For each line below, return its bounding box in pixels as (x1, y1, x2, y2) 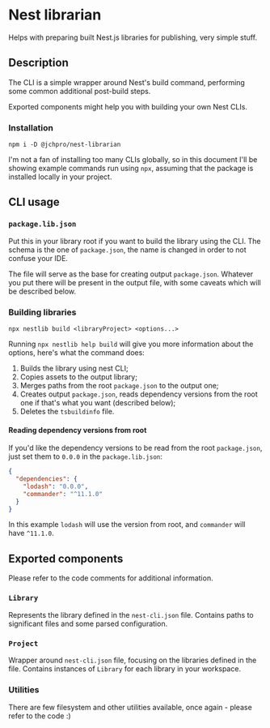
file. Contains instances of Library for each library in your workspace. (8, 663, 241, 674)
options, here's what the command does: (8, 348, 146, 358)
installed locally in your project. (8, 172, 112, 182)
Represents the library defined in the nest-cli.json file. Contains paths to (8, 610, 254, 619)
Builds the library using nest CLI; (19, 363, 129, 374)
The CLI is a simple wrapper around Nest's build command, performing (8, 77, 245, 87)
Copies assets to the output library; (19, 372, 137, 382)
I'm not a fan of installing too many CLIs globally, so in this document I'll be (8, 155, 258, 165)
